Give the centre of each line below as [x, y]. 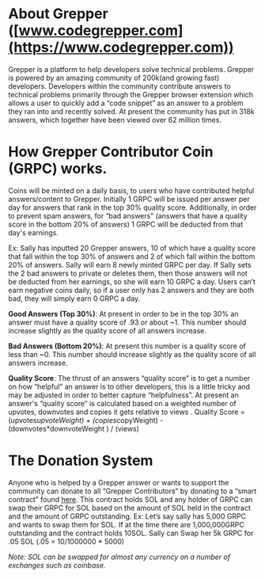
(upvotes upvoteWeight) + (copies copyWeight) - [86, 420]
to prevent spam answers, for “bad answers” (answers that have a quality [128, 215]
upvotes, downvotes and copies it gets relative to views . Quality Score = [127, 412]
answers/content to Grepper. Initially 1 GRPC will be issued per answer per [129, 199]
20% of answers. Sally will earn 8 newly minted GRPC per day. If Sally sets [130, 264]
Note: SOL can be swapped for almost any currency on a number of [119, 557]
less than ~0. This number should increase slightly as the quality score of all [132, 354]
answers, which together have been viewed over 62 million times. [115, 120]
